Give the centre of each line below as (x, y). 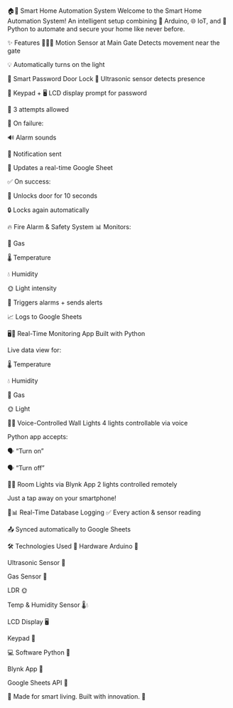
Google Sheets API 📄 (38, 683)
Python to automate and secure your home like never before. (96, 29)
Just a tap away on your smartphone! (62, 498)
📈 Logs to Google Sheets (45, 317)
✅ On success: (29, 181)
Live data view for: (34, 350)
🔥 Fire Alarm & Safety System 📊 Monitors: (69, 227)
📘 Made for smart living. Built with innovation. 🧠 (77, 696)
